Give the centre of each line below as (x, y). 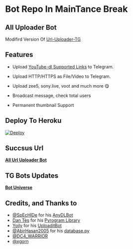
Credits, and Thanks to (41, 203)
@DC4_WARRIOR (30, 236)
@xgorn (20, 242)
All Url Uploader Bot (26, 160)
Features (19, 55)
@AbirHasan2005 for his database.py (51, 231)
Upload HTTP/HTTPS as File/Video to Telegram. (61, 76)
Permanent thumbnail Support (43, 105)
